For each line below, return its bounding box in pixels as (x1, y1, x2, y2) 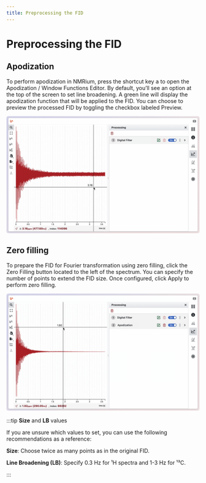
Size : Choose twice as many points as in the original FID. (6, 447, 150, 454)
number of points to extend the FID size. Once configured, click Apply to (6, 275, 189, 282)
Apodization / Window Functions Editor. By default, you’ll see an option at (6, 84, 192, 91)
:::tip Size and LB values (6, 417, 67, 424)
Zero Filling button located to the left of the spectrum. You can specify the (6, 268, 193, 275)
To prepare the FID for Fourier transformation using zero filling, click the (6, 261, 188, 269)
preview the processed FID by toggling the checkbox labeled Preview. (6, 104, 183, 111)
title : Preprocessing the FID (6, 10, 84, 16)
